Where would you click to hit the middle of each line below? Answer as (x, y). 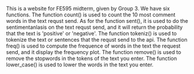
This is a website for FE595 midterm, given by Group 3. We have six (88, 9)
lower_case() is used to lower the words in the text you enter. (80, 65)
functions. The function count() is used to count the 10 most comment (91, 15)
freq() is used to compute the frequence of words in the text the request (93, 46)
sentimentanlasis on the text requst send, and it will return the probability (95, 27)
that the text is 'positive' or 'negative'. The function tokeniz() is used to (91, 33)
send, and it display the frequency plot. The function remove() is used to (93, 52)
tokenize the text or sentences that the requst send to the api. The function (97, 40)
